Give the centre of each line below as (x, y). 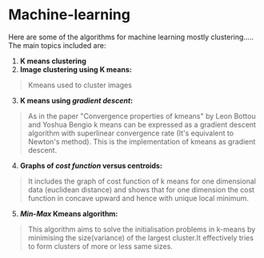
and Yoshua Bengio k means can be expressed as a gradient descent (142, 124)
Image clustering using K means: (76, 69)
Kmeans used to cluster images (80, 85)
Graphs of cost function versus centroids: (91, 165)
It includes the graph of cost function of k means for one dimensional (142, 181)
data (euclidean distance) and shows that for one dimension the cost (141, 189)
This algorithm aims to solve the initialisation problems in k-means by (142, 229)
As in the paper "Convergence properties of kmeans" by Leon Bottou (142, 116)
